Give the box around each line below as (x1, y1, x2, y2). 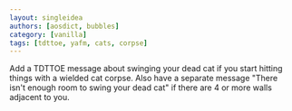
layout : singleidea (9, 13, 83, 23)
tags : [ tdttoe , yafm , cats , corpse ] (9, 38, 148, 48)
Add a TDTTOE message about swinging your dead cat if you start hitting (9, 63, 283, 74)
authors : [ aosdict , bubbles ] (9, 22, 120, 31)
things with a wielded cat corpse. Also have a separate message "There (9, 73, 278, 84)
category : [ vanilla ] (9, 30, 88, 39)
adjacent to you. (9, 92, 70, 103)
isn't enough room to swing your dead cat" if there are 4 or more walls (9, 82, 272, 93)
